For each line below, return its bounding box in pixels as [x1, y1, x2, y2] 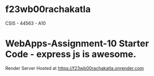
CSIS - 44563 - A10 [5, 20, 46, 26]
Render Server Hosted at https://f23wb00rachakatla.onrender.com [5, 65, 144, 71]
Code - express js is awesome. [5, 49, 136, 60]
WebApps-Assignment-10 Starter [5, 38, 149, 49]
